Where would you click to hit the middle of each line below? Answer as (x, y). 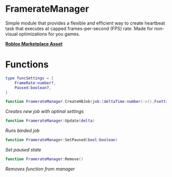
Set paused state (23, 150)
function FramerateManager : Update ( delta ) (50, 121)
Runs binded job (23, 130)
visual (12, 34)
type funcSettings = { (29, 78)
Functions (27, 65)
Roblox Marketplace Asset (34, 43)
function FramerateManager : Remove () (44, 159)
